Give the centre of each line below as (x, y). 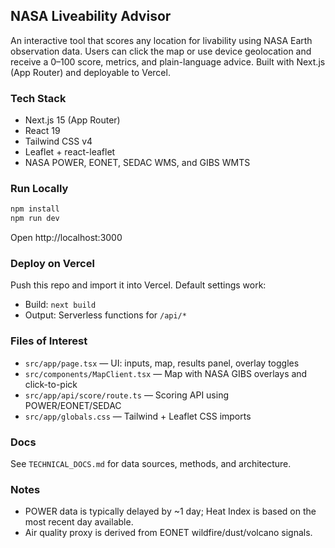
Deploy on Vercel (52, 264)
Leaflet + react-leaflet (70, 152)
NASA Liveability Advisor (91, 16)
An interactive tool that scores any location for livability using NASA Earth (161, 40)
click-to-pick (51, 384)
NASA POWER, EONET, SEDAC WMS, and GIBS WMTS (137, 163)
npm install (35, 209)
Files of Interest (49, 341)
